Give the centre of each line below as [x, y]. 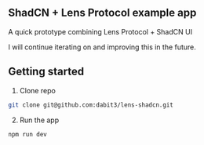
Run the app [39, 120]
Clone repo [38, 90]
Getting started [46, 72]
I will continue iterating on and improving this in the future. [102, 47]
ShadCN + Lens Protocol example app [102, 13]
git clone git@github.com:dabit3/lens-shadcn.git [91, 105]
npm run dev [27, 134]
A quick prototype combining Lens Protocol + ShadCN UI [100, 31]
